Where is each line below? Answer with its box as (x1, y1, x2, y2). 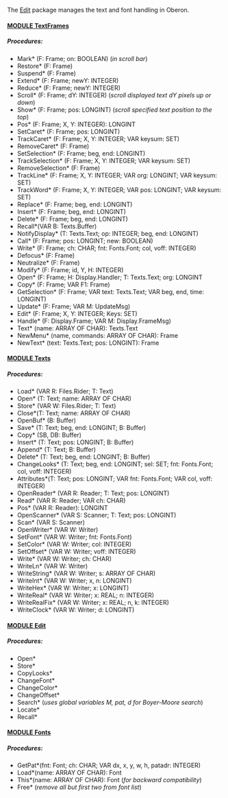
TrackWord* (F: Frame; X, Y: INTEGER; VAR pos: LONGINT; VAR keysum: (16, 185, 222, 194)
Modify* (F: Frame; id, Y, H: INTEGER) (16, 265, 124, 274)
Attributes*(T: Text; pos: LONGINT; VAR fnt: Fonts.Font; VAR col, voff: (16, 474, 213, 483)
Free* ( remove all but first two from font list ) (16, 783, 142, 791)
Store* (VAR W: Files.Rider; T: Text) (16, 402, 116, 410)
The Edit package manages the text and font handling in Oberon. (7, 6, 190, 14)
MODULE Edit (7, 621, 47, 629)
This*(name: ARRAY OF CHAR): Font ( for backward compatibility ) (16, 776, 202, 784)
